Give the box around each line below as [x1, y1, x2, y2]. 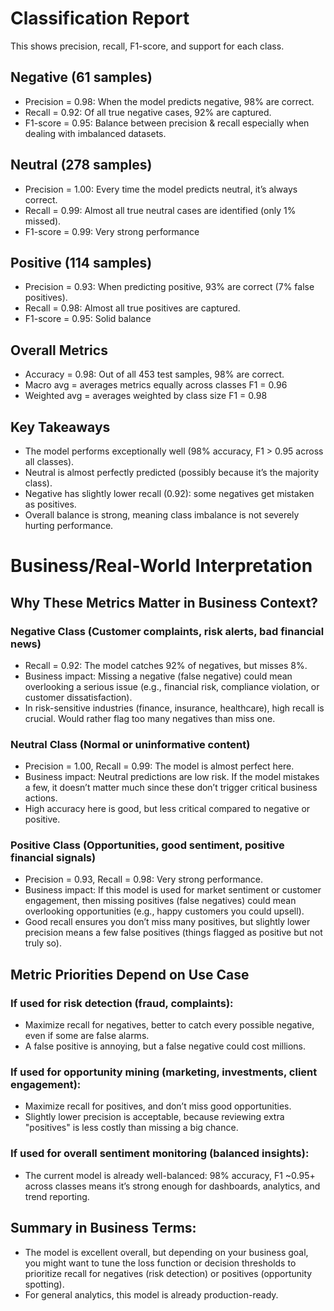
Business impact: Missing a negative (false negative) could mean [24, 670, 293, 682]
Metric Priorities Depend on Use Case [10, 966, 250, 983]
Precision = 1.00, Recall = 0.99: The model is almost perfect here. [24, 760, 295, 772]
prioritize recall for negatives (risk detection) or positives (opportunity [24, 1267, 313, 1279]
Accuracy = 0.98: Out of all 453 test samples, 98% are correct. [24, 368, 285, 381]
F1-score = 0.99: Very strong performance [24, 225, 200, 237]
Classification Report [10, 7, 190, 30]
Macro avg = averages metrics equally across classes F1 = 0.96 [24, 379, 288, 391]
